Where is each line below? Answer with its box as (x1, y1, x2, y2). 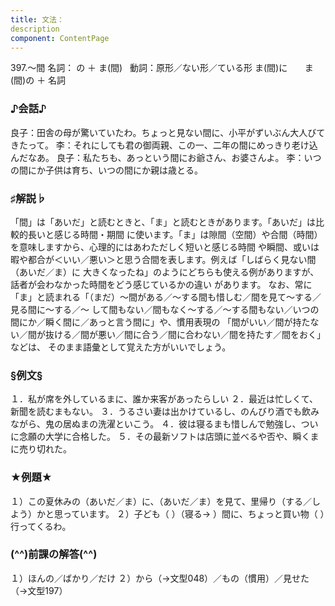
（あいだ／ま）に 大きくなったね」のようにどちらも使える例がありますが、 (10, 266, 320, 278)
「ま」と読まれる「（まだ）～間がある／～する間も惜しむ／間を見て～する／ (10, 291, 322, 303)
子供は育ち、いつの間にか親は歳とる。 (44, 164, 203, 176)
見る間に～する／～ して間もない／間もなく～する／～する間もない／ (10, 303, 293, 315)
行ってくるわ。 (10, 520, 72, 532)
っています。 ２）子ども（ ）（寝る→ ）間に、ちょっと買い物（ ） (62, 507, 325, 520)
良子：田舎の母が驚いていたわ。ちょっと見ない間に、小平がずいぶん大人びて (10, 126, 326, 138)
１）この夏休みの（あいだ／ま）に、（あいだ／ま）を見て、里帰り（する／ (10, 495, 312, 507)
